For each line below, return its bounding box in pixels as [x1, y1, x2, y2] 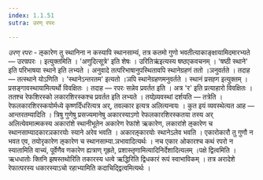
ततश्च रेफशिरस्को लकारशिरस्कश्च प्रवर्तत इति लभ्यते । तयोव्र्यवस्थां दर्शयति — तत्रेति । [8, 92, 223, 101]
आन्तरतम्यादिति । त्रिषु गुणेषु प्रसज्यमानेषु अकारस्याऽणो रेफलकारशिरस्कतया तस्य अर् [8, 110, 214, 119]
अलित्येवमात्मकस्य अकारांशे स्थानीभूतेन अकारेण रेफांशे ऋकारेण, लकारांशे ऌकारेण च [8, 118, 213, 128]
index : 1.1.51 [8, 11, 55, 20]
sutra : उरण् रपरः [8, 19, 55, 27]
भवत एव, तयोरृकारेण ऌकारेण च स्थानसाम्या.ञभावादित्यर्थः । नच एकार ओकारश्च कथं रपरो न [8, 136, 234, 146]
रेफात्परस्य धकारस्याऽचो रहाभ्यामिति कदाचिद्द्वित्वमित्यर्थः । [8, 163, 151, 172]
